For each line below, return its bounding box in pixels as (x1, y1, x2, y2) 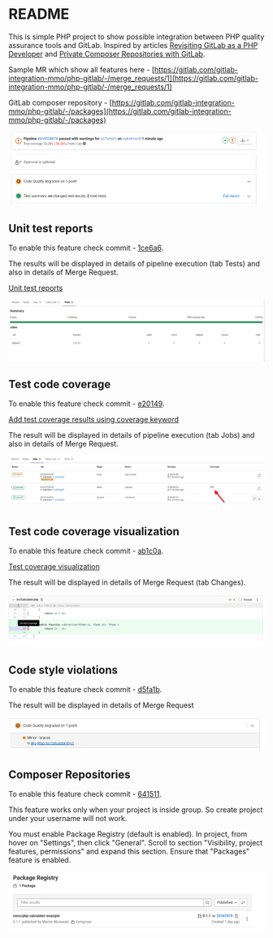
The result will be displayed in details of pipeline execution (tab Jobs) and (8, 430, 255, 440)
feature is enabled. (8, 855, 71, 865)
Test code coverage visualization (8, 525, 180, 538)
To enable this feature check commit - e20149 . (8, 399, 165, 408)
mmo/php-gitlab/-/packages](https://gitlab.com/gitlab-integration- (8, 106, 232, 116)
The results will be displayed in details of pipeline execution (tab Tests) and (8, 259, 260, 269)
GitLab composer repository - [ (8, 97, 112, 107)
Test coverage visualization (8, 562, 100, 572)
